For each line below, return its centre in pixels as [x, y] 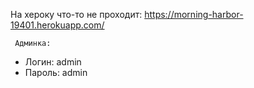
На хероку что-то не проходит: [76, 14]
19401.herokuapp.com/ [57, 25]
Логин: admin [53, 62]
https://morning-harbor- [194, 14]
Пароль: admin [56, 72]
